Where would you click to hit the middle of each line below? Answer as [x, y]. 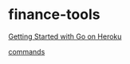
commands [27, 51]
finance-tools [54, 15]
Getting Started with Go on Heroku [65, 36]
